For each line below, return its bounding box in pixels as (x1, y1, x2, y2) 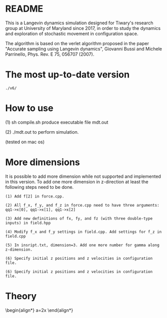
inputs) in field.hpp (5, 220, 51, 225)
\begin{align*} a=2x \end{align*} (5, 307, 73, 313)
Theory (5, 290, 37, 302)
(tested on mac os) (5, 139, 45, 145)
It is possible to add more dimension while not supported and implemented (5, 173, 161, 179)
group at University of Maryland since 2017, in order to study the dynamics (5, 25, 161, 31)
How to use (5, 102, 54, 114)
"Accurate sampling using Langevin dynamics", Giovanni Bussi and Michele (5, 46, 162, 52)
